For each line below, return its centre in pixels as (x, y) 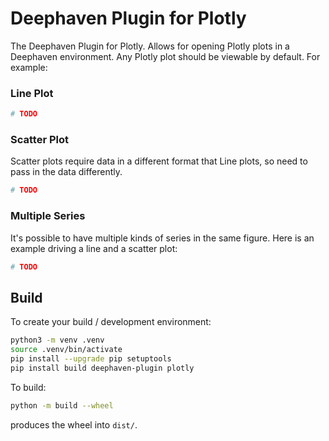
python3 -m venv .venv (57, 340)
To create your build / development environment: (111, 322)
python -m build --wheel (62, 405)
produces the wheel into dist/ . (74, 424)
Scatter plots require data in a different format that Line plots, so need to (159, 161)
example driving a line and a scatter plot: (94, 248)
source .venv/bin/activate (66, 350)
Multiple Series (48, 216)
